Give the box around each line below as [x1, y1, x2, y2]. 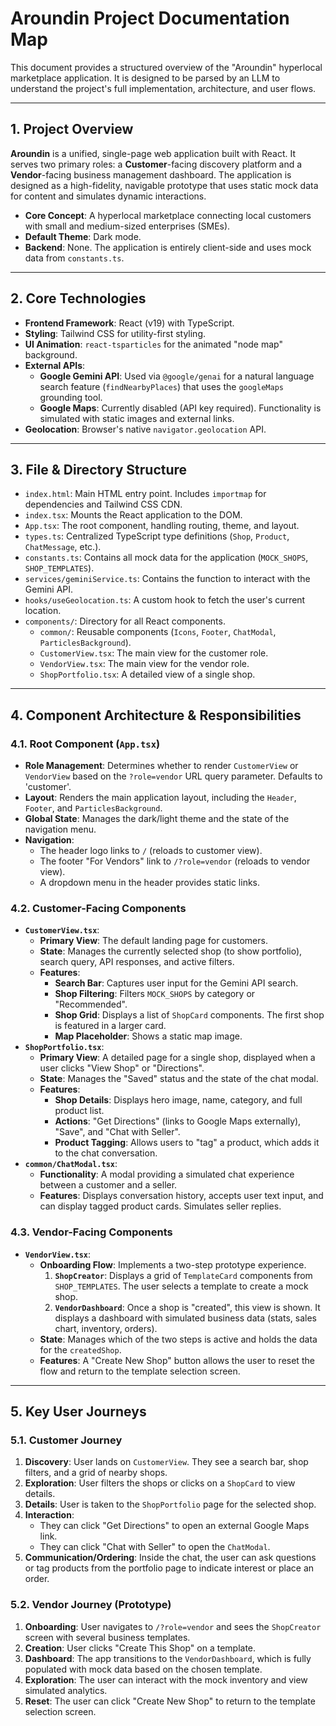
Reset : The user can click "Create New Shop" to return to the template [24, 1695, 316, 1707]
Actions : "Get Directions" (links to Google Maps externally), [54, 1115, 302, 1127]
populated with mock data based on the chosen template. [24, 1663, 263, 1675]
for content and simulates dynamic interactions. [10, 190, 207, 202]
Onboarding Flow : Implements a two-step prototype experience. [39, 1258, 307, 1271]
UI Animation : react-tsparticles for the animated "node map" [24, 338, 283, 350]
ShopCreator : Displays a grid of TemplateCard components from [54, 1269, 313, 1281]
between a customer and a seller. [39, 1179, 178, 1191]
